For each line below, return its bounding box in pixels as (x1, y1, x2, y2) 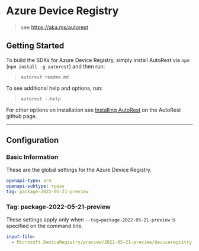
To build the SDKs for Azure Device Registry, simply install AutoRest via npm (6, 56, 190, 63)
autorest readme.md (20, 74, 69, 80)
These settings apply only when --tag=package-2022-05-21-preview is (6, 216, 176, 223)
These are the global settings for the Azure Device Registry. (6, 167, 152, 174)
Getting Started (6, 41, 65, 51)
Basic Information (6, 153, 59, 161)
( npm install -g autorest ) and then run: (6, 63, 105, 70)
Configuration (6, 135, 59, 145)
